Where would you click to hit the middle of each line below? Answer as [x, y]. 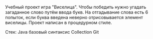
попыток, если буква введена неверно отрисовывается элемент [74, 17]
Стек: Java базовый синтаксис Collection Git [52, 32]
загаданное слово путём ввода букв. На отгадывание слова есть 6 [77, 12]
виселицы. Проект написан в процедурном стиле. [59, 22]
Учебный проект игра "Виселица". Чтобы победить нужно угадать [76, 7]
